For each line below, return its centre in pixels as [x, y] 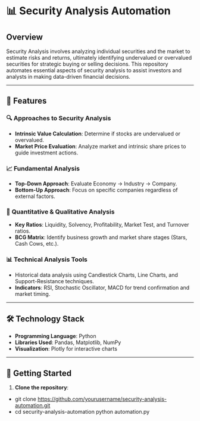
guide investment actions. [46, 153]
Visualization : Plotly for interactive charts [66, 349]
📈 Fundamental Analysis [43, 168]
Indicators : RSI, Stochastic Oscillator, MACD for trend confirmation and [102, 287]
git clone [26, 399]
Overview [25, 37]
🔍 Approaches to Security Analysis [59, 118]
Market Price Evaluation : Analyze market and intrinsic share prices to [100, 146]
